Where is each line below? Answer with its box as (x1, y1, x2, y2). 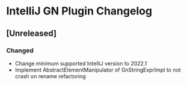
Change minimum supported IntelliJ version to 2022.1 (14, 60, 147, 67)
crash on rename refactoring (14, 72, 86, 79)
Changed (6, 46, 34, 55)
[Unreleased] (6, 28, 57, 38)
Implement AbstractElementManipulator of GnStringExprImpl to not (14, 66, 182, 73)
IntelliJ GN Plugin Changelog (6, 4, 152, 18)
